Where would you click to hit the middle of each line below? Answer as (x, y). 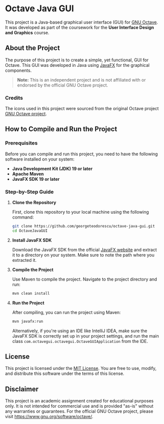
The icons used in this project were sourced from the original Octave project (82, 109)
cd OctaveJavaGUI (30, 231)
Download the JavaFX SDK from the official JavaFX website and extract (84, 250)
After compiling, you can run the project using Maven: (66, 312)
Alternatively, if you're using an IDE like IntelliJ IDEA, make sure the (80, 331)
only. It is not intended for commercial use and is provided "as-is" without (79, 406)
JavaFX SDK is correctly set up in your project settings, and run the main (85, 336)
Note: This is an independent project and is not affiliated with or (81, 80)
